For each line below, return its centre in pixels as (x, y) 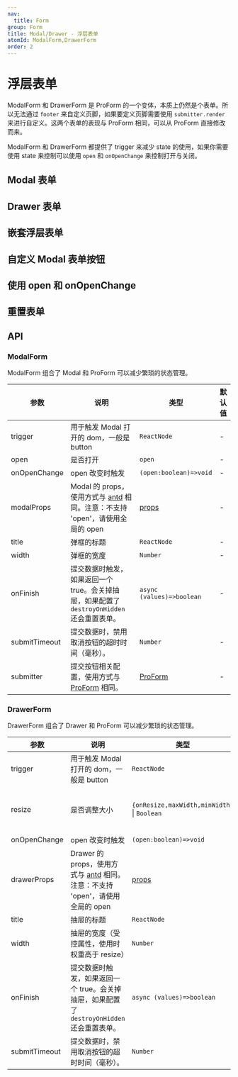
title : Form (32, 21)
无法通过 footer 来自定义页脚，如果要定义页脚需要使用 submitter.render (119, 113)
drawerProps (33, 880)
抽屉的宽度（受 (95, 933)
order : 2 (20, 47)
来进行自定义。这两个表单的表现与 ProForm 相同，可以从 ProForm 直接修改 (117, 123)
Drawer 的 (87, 854)
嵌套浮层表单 (35, 233)
